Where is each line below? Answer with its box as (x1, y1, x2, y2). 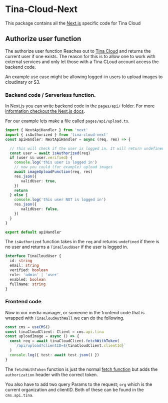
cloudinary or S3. (5, 79, 41, 85)
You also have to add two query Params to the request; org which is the (5, 381, 152, 387)
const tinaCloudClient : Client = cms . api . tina (5, 329, 104, 334)
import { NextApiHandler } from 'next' (5, 128, 88, 133)
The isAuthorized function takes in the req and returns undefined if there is (5, 239, 159, 245)
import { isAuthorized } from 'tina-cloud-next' (5, 132, 108, 137)
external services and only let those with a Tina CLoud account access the (5, 59, 159, 65)
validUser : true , (20, 178, 57, 183)
